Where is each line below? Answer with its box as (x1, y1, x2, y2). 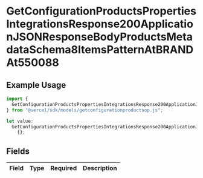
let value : (6, 118, 34, 124)
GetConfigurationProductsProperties (6, 4, 196, 18)
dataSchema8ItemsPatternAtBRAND (6, 43, 194, 57)
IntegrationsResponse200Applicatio (6, 17, 193, 31)
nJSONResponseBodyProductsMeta (6, 30, 193, 44)
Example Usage (6, 80, 66, 90)
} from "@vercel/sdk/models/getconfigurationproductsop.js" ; (6, 107, 164, 113)
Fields (6, 146, 30, 156)
